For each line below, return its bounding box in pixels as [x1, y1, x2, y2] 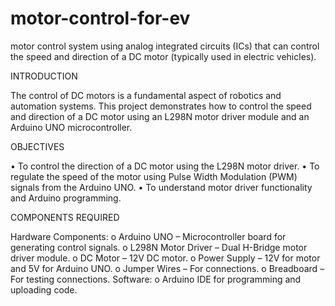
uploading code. [10, 283, 78, 296]
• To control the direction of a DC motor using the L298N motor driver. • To [10, 160, 320, 172]
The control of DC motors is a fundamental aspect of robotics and [10, 89, 282, 101]
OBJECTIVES [10, 140, 65, 152]
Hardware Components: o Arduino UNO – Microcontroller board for [10, 230, 287, 242]
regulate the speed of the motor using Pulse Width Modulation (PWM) [10, 170, 298, 182]
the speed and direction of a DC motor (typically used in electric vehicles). [10, 50, 317, 62]
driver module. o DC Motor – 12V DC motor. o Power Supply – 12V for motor [10, 252, 321, 264]
